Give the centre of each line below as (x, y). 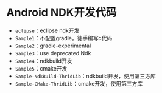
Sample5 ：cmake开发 (41, 68)
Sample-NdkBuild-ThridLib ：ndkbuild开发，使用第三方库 (86, 76)
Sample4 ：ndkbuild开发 (44, 61)
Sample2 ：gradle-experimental (53, 46)
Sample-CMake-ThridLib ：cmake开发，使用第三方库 (79, 83)
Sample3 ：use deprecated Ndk (53, 53)
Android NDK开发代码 (62, 12)
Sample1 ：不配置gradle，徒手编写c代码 (64, 38)
